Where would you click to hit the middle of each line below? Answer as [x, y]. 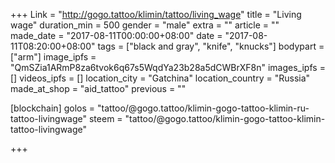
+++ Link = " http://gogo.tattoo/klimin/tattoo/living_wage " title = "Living [156, 14]
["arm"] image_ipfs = [53, 57]
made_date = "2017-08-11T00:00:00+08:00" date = [116, 35]
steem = [105, 118]
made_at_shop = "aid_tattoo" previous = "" [98, 88]
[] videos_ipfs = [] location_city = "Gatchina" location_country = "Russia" [160, 78]
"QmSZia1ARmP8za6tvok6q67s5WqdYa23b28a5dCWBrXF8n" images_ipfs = [168, 67]
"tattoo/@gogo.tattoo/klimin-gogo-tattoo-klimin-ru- [203, 108]
